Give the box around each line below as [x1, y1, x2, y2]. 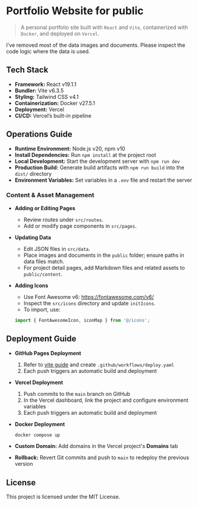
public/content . [23, 270, 63, 278]
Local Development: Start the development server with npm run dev [14, 157, 180, 165]
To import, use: [23, 306, 61, 313]
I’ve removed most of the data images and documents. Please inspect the [6, 41, 186, 49]
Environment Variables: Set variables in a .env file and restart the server [14, 176, 193, 183]
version [14, 460, 34, 468]
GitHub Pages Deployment [14, 349, 82, 356]
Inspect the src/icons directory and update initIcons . [23, 299, 155, 307]
